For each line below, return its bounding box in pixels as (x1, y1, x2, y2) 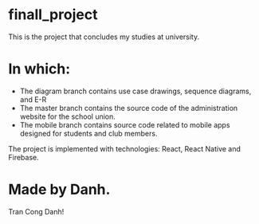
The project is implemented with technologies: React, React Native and (8, 143, 241, 153)
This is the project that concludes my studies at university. (8, 32, 200, 41)
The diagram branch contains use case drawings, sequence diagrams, (19, 86, 252, 96)
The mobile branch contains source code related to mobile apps (19, 120, 230, 129)
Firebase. (8, 152, 40, 162)
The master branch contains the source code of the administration (19, 103, 238, 112)
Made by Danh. (8, 181, 111, 198)
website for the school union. (19, 112, 116, 121)
